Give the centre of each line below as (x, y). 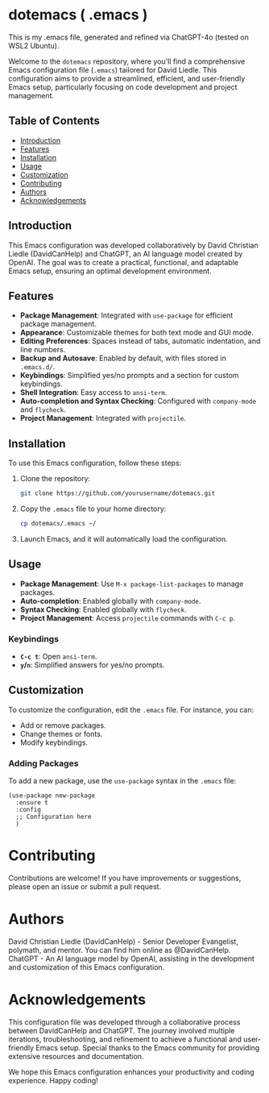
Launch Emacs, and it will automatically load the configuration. (124, 538)
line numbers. (43, 350)
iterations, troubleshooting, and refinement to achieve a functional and (125, 1039)
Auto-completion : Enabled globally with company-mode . (110, 601)
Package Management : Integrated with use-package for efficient (126, 315)
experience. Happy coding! (53, 1080)
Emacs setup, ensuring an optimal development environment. (110, 271)
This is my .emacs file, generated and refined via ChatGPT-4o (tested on (129, 37)
